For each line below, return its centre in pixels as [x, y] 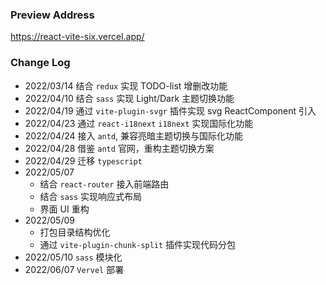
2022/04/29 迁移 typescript [83, 160]
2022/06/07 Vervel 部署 [74, 269]
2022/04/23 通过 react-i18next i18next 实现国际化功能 [139, 123]
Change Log [40, 63]
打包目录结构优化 [75, 232]
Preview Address [52, 15]
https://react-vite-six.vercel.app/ [77, 37]
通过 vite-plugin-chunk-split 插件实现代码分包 [138, 244]
